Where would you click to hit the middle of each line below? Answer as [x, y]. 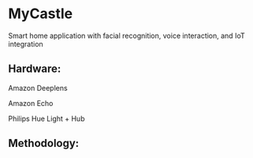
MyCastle [41, 14]
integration [26, 43]
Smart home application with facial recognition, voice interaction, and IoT [127, 36]
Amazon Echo [31, 103]
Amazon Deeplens [38, 88]
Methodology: [44, 143]
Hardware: [35, 69]
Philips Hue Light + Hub [47, 118]
